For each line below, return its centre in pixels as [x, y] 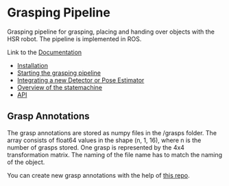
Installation [33, 65]
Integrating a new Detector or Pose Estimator [81, 80]
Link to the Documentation [45, 52]
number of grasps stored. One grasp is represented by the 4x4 [96, 147]
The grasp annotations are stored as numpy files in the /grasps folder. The [112, 132]
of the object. [26, 162]
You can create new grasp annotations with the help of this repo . [98, 175]
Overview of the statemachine [60, 87]
